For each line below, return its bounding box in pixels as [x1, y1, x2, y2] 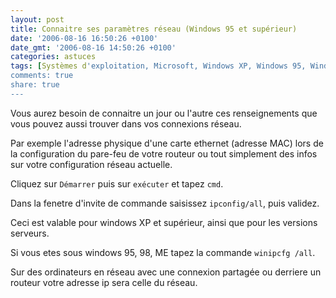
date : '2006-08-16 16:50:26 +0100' [10, 33, 159, 43]
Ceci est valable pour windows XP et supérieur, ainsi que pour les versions [10, 216, 318, 228]
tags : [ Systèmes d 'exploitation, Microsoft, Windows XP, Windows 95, [10, 61, 307, 71]
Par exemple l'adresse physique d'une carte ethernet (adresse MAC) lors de [10, 137, 324, 149]
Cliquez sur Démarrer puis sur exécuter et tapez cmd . [10, 177, 224, 190]
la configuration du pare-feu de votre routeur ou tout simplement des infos [10, 147, 318, 160]
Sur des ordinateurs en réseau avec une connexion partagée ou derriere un [10, 266, 322, 278]
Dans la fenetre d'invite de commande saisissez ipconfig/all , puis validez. [10, 197, 320, 209]
